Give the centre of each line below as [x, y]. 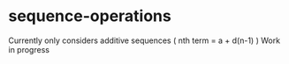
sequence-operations [90, 16]
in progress [29, 49]
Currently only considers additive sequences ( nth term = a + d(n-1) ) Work [144, 40]
